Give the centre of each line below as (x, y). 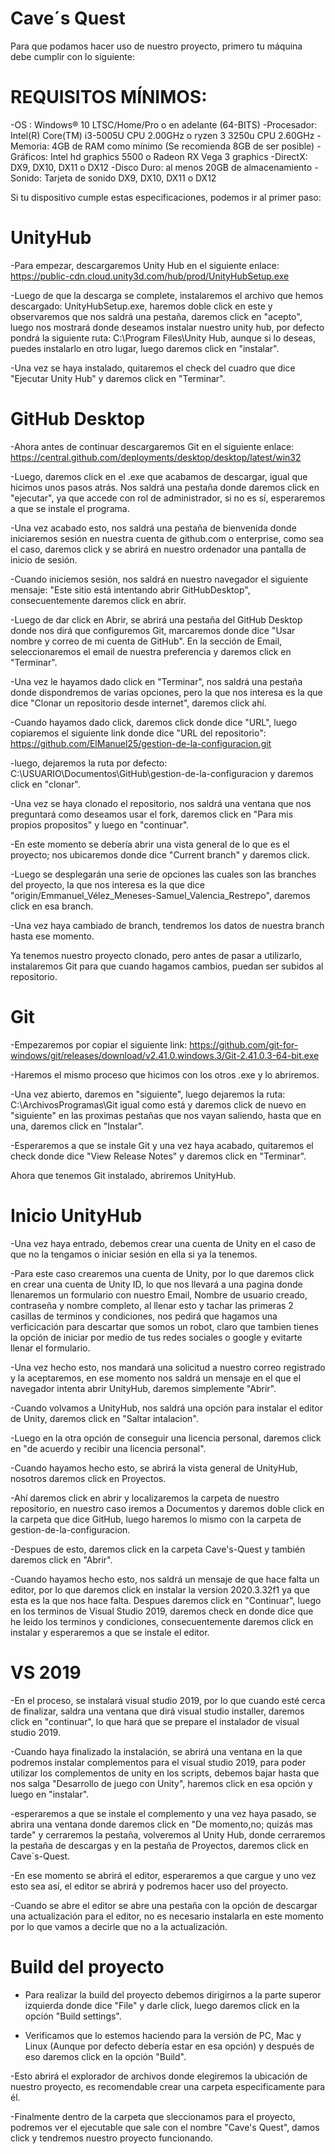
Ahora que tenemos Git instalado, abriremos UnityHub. (123, 1175)
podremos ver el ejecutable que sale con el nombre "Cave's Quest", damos (165, 2127)
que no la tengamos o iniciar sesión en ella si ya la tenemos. (134, 1254)
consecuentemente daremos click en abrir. (98, 600)
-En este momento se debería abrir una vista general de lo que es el (150, 844)
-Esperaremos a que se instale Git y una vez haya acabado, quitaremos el (162, 1145)
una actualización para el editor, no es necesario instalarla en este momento (167, 1916)
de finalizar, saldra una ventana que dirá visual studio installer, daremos (157, 1711)
